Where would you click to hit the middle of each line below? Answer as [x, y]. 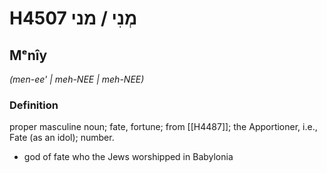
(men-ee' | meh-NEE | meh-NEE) [77, 79]
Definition [34, 105]
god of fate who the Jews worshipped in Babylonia [128, 157]
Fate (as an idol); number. [62, 138]
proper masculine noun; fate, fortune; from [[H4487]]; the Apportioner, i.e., [163, 127]
